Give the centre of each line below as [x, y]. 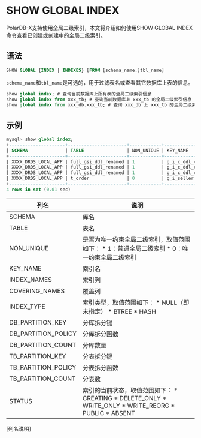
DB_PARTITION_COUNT [43, 344]
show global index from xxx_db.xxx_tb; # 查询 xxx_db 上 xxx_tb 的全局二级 [99, 105]
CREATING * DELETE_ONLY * [124, 398]
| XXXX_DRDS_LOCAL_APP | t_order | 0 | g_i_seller [100, 178]
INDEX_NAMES [31, 280]
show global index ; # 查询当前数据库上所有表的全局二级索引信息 [79, 94]
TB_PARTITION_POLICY [43, 367]
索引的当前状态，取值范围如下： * [130, 390]
